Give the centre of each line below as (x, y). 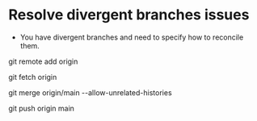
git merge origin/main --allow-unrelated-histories (90, 92)
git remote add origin (43, 61)
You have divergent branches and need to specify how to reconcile (132, 37)
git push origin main (42, 108)
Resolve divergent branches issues (129, 15)
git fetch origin (33, 77)
